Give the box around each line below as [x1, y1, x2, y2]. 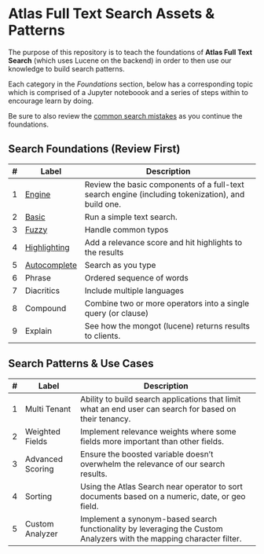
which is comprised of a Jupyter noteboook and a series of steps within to [8, 87, 249, 97]
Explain [24, 325, 53, 336]
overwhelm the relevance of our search [79, 458, 225, 469]
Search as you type [84, 259, 156, 270]
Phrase [24, 272, 51, 283]
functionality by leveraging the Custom [79, 523, 223, 534]
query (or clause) [84, 307, 149, 318]
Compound [24, 303, 67, 314]
